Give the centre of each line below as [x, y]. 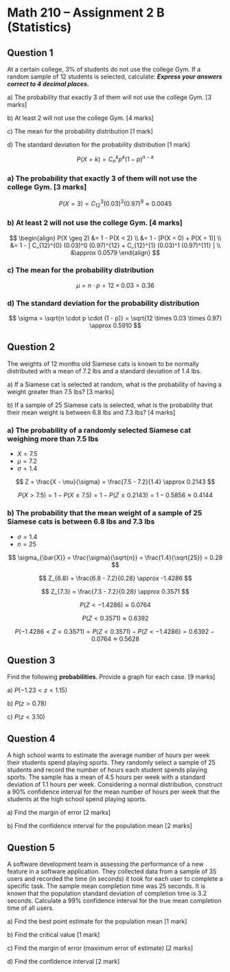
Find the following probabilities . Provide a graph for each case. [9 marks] [111, 677]
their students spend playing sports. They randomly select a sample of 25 [112, 763]
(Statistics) [39, 27]
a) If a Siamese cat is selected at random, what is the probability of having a [114, 384]
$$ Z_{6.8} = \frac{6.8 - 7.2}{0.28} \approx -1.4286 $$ [115, 578]
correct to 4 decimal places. [48, 84]
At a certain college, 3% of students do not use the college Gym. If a [104, 69]
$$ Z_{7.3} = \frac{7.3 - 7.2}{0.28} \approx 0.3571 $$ [115, 591]
